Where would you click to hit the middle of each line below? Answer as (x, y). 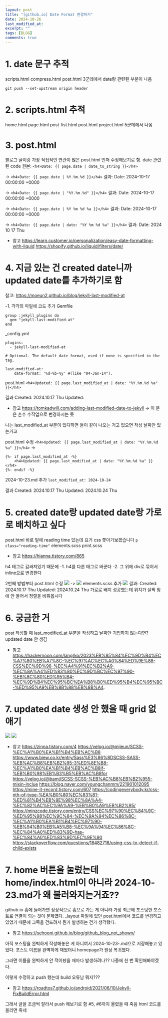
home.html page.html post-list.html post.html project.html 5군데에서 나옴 (79, 124)
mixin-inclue (25, 784)
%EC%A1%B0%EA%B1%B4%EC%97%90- (57, 822)
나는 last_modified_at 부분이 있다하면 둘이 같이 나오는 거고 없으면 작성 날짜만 (80, 425)
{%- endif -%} (20, 470)
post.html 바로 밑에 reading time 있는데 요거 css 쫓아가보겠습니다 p (72, 540)
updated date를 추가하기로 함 (64, 280)
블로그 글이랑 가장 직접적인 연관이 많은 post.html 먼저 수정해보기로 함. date (78, 160)
